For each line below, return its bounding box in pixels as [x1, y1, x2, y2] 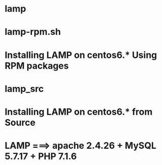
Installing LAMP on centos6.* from [5, 106, 152, 118]
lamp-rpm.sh [5, 26, 61, 38]
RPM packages [5, 60, 69, 71]
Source [5, 117, 36, 128]
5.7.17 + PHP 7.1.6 [5, 151, 77, 162]
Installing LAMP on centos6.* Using [5, 49, 157, 61]
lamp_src [5, 83, 44, 94]
